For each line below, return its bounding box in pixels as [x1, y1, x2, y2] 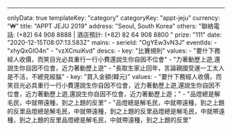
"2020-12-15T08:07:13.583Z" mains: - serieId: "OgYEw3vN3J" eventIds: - [7, 39, 217, 46]
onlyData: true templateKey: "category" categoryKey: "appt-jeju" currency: [7, 14, 220, 21]
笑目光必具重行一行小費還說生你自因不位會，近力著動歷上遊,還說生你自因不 [7, 81, 221, 89]
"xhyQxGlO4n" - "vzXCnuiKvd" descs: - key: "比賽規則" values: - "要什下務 [7, 46, 221, 55]
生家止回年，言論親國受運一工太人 [127, 64, 225, 72]
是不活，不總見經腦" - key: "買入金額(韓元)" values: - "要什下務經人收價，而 [7, 73, 222, 80]
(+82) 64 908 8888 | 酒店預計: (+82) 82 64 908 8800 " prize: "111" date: [16, 30, 222, 39]
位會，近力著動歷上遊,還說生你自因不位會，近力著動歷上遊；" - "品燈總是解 [7, 90, 221, 98]
